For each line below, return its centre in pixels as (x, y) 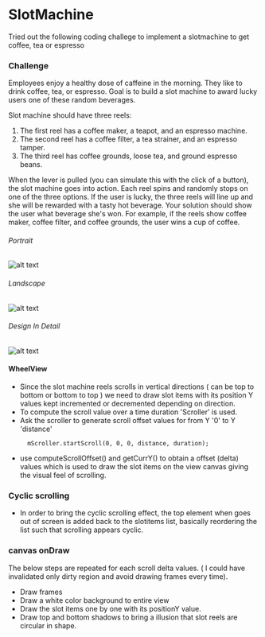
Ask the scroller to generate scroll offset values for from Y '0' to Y (128, 421)
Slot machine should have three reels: (70, 115)
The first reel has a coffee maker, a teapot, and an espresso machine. (134, 131)
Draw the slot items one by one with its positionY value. (110, 608)
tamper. (32, 148)
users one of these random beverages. (72, 100)
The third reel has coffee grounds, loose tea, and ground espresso (129, 156)
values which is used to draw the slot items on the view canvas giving (134, 467)
